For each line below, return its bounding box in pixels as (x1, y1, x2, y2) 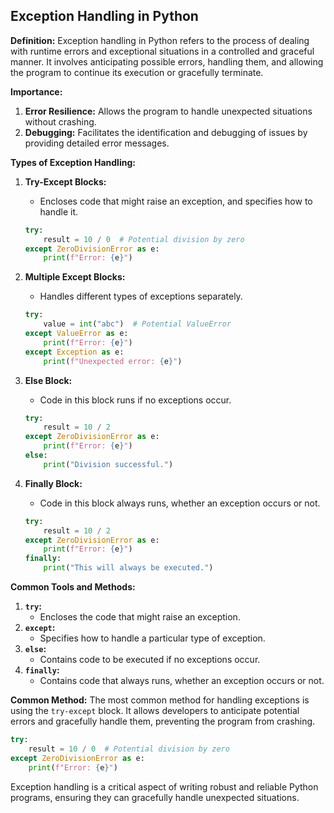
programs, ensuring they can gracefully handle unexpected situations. (10, 791, 300, 803)
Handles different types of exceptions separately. (39, 290, 243, 303)
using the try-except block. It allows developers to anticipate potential (10, 705, 300, 717)
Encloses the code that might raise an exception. (39, 611, 241, 623)
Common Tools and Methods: (10, 581, 136, 593)
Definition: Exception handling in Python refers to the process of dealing (10, 34, 310, 46)
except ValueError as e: (24, 329, 129, 339)
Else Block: (24, 374, 73, 386)
